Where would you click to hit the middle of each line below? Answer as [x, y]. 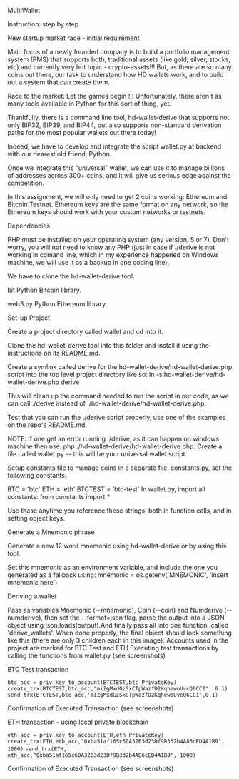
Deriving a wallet [32, 596]
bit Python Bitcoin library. [45, 290]
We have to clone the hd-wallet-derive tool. [71, 276]
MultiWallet [24, 10]
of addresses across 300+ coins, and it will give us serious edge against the [119, 175]
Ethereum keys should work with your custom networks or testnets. [107, 212]
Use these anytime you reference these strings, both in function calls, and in [119, 511]
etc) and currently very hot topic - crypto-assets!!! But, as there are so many [119, 67]
